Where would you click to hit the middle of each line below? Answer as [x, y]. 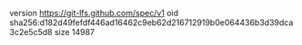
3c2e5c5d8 [31, 32]
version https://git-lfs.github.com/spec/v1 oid [94, 13]
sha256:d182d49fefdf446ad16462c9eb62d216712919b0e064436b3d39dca [151, 22]
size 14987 [75, 32]
